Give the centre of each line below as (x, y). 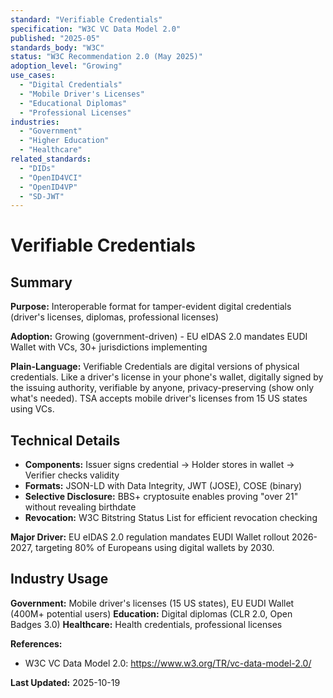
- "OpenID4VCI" (51, 177)
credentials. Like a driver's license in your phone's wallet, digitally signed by (167, 377)
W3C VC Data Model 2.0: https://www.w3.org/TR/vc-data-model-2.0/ (168, 663)
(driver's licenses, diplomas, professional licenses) (115, 317)
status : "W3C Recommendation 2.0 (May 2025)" (106, 57)
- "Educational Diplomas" (73, 103)
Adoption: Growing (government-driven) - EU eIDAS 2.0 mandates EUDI (159, 337)
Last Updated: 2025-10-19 (65, 682)
